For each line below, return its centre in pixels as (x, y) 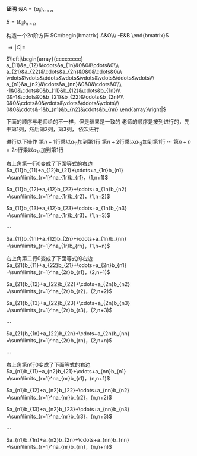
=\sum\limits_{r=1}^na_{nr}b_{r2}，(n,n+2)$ (59, 398)
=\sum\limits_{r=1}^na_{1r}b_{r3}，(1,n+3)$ (58, 215)
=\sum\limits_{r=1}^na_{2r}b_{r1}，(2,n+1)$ (58, 272)
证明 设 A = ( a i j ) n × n (30, 10)
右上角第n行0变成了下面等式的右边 (48, 365)
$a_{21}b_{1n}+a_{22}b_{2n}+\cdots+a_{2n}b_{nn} (68, 334)
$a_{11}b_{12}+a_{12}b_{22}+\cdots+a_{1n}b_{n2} (66, 190)
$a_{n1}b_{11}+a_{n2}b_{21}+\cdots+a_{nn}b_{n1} (66, 372)
